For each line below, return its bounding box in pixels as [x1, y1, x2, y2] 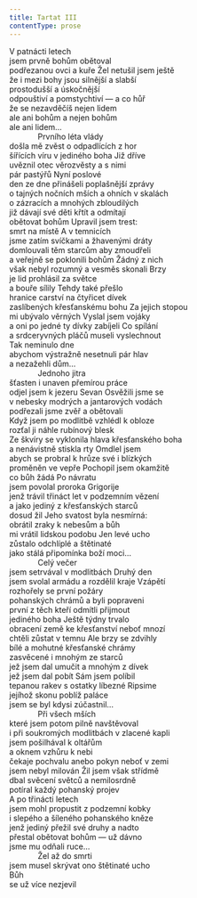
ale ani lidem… [9, 121, 62, 132]
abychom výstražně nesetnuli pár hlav [9, 348, 149, 359]
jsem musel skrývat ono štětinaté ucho [9, 860, 151, 870]
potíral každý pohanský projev [9, 784, 120, 795]
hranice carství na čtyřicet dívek [9, 291, 127, 303]
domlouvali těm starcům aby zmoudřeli [9, 244, 152, 255]
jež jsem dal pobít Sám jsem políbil [9, 670, 136, 682]
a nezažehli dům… [9, 358, 76, 369]
